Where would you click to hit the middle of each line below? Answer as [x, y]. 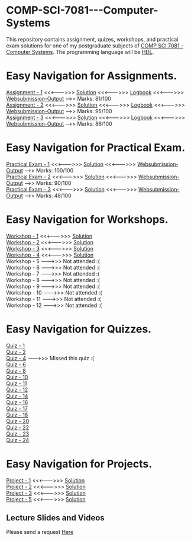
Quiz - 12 [17, 389]
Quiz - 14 [17, 396]
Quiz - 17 [17, 408]
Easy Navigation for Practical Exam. [96, 148]
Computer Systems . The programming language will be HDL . [80, 52]
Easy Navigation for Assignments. [92, 76]
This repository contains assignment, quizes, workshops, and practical [92, 39]
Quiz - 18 [17, 415]
